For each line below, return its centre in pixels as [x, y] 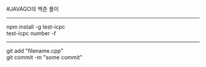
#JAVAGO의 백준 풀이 [33, 9]
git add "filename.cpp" [35, 51]
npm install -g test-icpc [36, 27]
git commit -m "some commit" [44, 57]
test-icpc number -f [31, 33]
